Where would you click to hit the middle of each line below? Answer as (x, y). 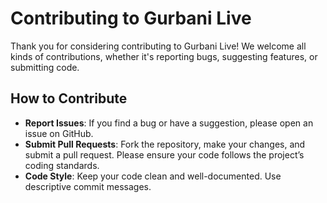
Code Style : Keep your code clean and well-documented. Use (153, 176)
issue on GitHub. (59, 133)
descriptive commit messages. (88, 186)
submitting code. (45, 67)
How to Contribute (69, 98)
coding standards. (62, 165)
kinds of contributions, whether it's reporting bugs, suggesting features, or (164, 56)
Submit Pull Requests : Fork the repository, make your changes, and (165, 144)
